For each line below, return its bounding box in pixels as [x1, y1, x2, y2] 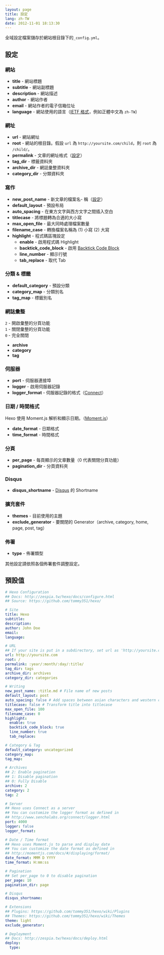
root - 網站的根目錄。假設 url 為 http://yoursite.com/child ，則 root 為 [12, 140, 157, 146]
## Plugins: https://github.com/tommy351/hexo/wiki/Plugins [5, 909, 130, 914]
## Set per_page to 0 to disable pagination [5, 873, 97, 878]
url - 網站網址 [12, 134, 40, 140]
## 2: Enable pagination [5, 770, 56, 775]
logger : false [5, 824, 34, 829]
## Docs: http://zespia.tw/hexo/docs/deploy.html [5, 936, 108, 941]
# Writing [5, 684, 25, 689]
